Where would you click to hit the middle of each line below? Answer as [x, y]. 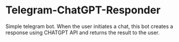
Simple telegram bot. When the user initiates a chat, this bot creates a [89, 26]
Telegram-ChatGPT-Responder [83, 10]
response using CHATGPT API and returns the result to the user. [83, 32]
